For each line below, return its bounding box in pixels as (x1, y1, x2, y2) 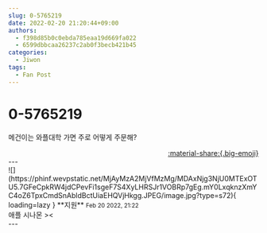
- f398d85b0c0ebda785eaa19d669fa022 (15, 33, 137, 42)
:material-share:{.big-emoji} (168, 148, 259, 157)
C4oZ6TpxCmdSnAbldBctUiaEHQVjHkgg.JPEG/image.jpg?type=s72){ (8, 190, 237, 200)
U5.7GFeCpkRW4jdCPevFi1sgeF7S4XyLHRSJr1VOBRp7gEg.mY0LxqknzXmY (8, 182, 257, 192)
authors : (8, 26, 37, 34)
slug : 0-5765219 (8, 11, 62, 20)
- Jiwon (15, 56, 41, 64)
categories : (8, 49, 48, 56)
